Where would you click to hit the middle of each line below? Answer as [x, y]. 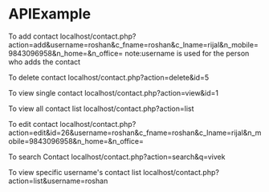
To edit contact [33, 124]
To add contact [33, 36]
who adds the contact [45, 62]
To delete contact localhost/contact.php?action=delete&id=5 [109, 77]
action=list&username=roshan [58, 181]
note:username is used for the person [187, 53]
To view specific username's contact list [75, 172]
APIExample [49, 14]
